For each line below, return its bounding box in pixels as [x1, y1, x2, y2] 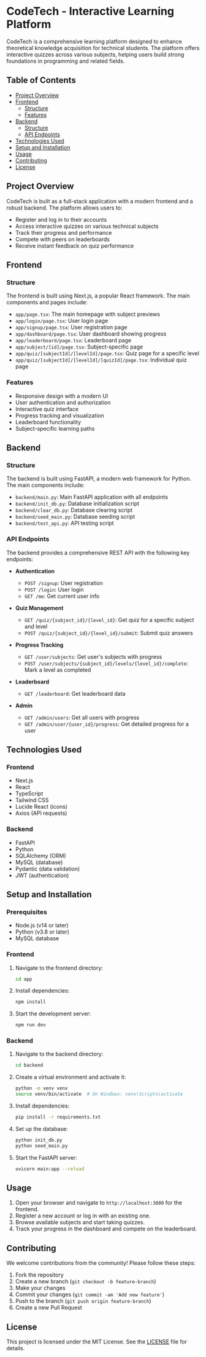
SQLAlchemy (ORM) [15, 852, 66, 859]
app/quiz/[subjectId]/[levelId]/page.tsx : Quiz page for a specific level [15, 350, 199, 357]
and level [24, 623, 48, 630]
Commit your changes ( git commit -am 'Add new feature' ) [15, 1291, 165, 1298]
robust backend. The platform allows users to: [6, 204, 123, 211]
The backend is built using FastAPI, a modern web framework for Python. [6, 475, 192, 482]
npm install [15, 999, 46, 1005]
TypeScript [15, 790, 44, 797]
